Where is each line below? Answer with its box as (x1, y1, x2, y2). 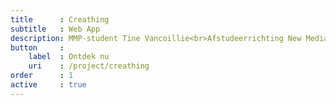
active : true (10, 80, 87, 90)
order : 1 (10, 71, 74, 81)
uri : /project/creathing (28, 61, 150, 71)
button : (10, 42, 65, 53)
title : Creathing (10, 14, 110, 25)
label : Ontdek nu (28, 52, 110, 62)
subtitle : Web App (10, 24, 101, 34)
